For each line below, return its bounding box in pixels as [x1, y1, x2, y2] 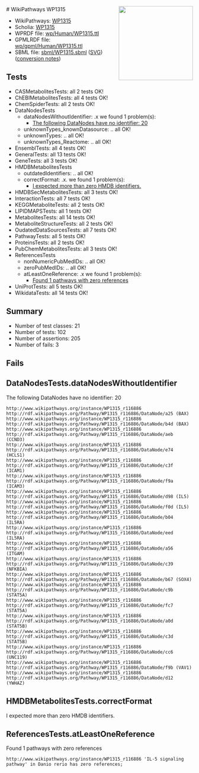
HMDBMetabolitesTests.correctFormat [6, 696, 152, 707]
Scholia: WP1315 [14, 24, 55, 30]
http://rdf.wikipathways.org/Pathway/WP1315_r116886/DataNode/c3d [6, 633, 174, 639]
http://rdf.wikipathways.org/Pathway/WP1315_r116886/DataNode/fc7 [6, 602, 174, 608]
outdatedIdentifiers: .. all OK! [23, 169, 94, 177]
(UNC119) [6, 654, 28, 660]
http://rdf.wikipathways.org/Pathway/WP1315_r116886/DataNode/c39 [6, 561, 174, 567]
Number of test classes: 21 [14, 322, 80, 329]
